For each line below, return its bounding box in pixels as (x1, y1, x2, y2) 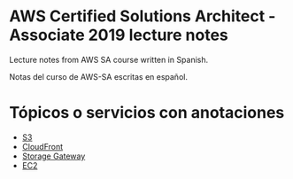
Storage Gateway (21, 151, 86, 161)
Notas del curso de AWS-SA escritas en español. (9, 71, 189, 82)
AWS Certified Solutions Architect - (9, 6, 276, 27)
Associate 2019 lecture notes (9, 25, 228, 45)
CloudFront (21, 141, 64, 152)
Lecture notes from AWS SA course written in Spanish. (9, 54, 209, 65)
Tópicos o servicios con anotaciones (9, 103, 285, 123)
